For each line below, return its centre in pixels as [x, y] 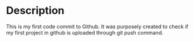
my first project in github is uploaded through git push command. [85, 32]
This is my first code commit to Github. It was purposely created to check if [97, 26]
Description [35, 11]
